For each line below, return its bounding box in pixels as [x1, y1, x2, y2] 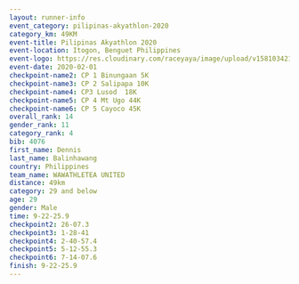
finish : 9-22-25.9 [9, 262, 77, 271]
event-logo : [9, 54, 53, 63]
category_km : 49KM [9, 29, 77, 38]
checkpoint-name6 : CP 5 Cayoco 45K [9, 104, 141, 113]
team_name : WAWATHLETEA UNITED [9, 170, 125, 179]
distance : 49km [9, 179, 66, 188]
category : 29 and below [9, 187, 98, 196]
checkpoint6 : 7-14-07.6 [9, 253, 98, 263]
